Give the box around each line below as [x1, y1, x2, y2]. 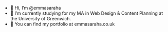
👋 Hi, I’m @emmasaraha [10, 5, 61, 11]
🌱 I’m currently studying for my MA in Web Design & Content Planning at [10, 10, 163, 16]
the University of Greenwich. [10, 16, 71, 21]
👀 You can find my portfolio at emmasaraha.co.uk [10, 21, 115, 27]
